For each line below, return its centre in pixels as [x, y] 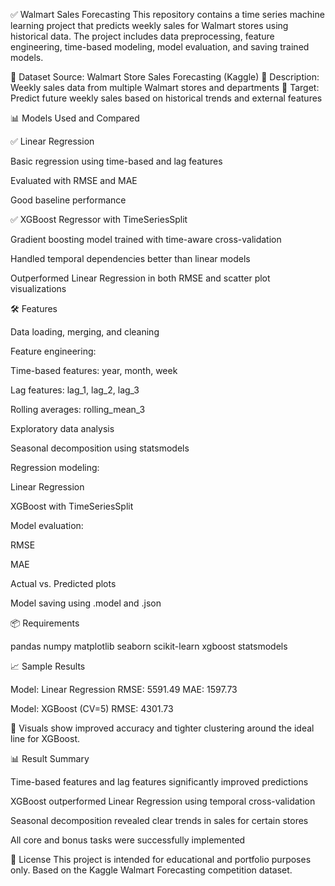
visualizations [38, 288]
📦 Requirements [45, 623]
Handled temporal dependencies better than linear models [130, 258]
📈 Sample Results [48, 666]
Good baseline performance [68, 200]
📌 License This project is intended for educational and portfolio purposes [161, 859]
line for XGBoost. [45, 738]
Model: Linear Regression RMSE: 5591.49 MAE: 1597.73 [124, 689]
